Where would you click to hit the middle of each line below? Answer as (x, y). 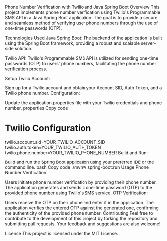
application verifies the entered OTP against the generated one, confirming (82, 208)
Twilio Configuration (48, 128)
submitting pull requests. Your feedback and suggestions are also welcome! (83, 224)
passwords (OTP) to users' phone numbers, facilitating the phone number (81, 63)
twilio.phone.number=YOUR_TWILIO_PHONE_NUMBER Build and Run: (77, 152)
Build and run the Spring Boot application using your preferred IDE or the (80, 162)
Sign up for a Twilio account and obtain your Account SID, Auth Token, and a (83, 88)
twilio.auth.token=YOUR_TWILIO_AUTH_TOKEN (53, 147)
